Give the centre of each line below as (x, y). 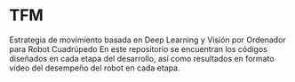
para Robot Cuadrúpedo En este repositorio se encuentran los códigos (139, 48)
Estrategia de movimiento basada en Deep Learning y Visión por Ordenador (147, 40)
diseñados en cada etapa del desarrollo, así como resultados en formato (142, 58)
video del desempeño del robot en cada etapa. (95, 68)
